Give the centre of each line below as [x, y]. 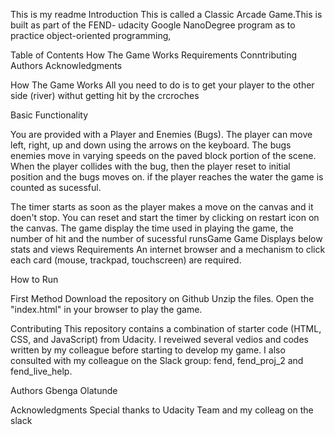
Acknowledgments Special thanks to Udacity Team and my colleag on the [162, 410]
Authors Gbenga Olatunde [64, 390]
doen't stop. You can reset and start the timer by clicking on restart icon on [165, 217]
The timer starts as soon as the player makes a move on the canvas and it [162, 207]
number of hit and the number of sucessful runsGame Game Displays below [166, 238]
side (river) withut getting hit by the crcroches [105, 95]
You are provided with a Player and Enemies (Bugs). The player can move [161, 134]
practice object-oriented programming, [91, 35]
